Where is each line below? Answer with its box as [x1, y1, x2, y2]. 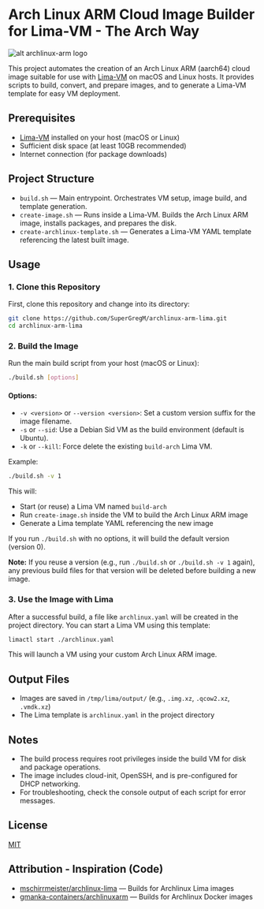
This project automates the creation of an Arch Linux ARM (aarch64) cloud [8, 63, 251, 73]
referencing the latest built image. [19, 235, 129, 244]
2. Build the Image [8, 341, 79, 352]
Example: [8, 457, 39, 467]
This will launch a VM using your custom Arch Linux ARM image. [8, 650, 218, 659]
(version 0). [8, 542, 46, 552]
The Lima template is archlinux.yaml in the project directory [19, 710, 215, 720]
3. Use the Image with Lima [8, 594, 114, 605]
